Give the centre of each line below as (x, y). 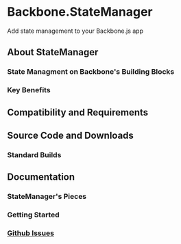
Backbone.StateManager (80, 12)
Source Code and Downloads (70, 135)
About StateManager (53, 52)
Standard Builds (34, 154)
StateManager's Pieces (47, 197)
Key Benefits (29, 90)
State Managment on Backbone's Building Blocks (91, 72)
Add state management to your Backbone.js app (75, 31)
